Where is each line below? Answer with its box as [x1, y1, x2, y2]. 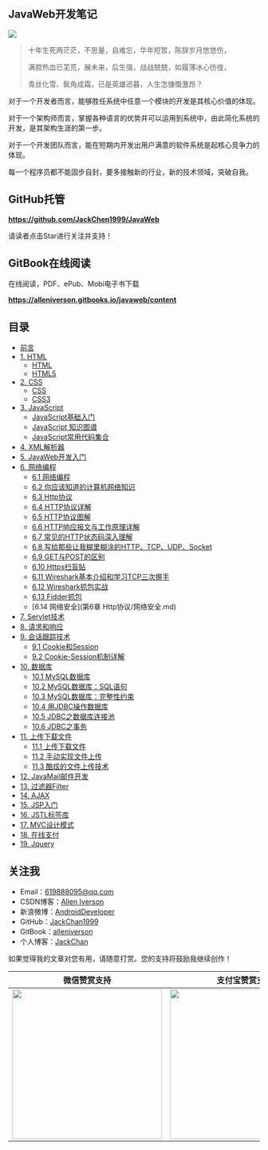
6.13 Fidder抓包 [31, 592, 82, 601]
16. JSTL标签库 [19, 810, 69, 820]
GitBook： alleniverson [19, 927, 93, 937]
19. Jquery [19, 839, 55, 849]
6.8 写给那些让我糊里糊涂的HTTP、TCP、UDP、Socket [31, 542, 213, 552]
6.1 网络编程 [31, 472, 71, 482]
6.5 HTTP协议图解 [31, 512, 92, 521]
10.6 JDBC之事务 [31, 722, 88, 732]
